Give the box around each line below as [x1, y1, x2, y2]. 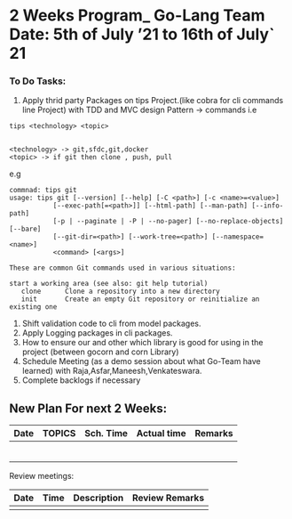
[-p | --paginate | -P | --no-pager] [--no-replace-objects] [52, 217, 284, 226]
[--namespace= [211, 232, 264, 241]
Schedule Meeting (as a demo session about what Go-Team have [21, 356, 262, 367]
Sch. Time [83, 427, 129, 440]
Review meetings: [9, 471, 75, 482]
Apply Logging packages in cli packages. [21, 328, 173, 338]
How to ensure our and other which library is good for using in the [21, 337, 264, 348]
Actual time [136, 427, 186, 440]
